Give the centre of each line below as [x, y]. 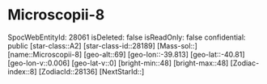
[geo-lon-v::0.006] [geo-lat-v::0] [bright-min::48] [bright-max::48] [118, 63]
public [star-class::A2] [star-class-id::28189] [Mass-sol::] [102, 45]
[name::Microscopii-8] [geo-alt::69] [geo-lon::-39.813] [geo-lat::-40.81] [126, 54]
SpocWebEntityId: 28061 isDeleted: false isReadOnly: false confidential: [127, 37]
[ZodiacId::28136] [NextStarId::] [91, 71]
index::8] [22, 71]
